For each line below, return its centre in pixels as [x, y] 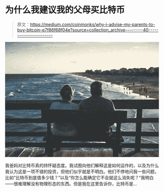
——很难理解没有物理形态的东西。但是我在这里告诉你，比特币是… [71, 184]
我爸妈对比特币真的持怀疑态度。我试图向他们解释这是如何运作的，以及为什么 [82, 165]
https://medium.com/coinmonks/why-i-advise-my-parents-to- [92, 24]
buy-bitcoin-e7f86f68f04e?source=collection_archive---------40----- [88, 30]
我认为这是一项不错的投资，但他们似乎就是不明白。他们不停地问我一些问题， [82, 172]
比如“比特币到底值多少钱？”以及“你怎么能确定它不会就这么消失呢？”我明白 [79, 177]
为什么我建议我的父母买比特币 [65, 10]
